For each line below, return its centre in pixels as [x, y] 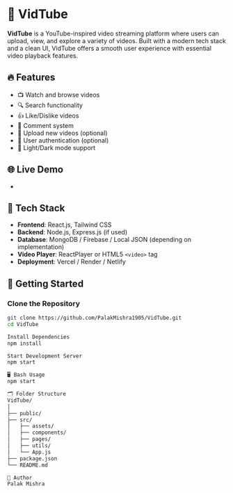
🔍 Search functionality [50, 105]
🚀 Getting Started [46, 283]
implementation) [41, 247]
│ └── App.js [29, 452]
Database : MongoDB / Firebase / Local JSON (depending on [104, 240]
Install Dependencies [39, 337]
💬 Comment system [46, 125]
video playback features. [43, 56]
